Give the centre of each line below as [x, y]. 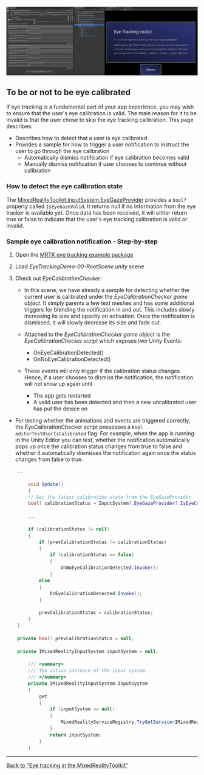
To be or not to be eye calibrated [68, 92]
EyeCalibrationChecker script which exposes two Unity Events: [103, 341]
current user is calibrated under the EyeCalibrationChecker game [106, 297]
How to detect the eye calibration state [65, 187]
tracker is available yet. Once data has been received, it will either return [97, 212]
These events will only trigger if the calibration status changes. [103, 371]
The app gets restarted [62, 396]
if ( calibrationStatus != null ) [69, 529]
